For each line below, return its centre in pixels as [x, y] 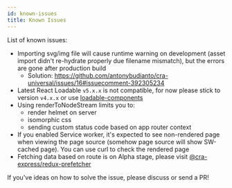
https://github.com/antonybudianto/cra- [111, 75]
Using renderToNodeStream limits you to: [76, 105]
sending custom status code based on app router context [109, 127]
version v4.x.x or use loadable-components [80, 97]
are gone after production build [62, 68]
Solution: [40, 75]
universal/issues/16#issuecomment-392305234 [96, 83]
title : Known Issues [37, 20]
